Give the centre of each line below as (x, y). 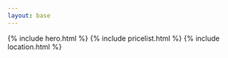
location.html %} (35, 46)
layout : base (29, 15)
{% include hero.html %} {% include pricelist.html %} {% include (114, 38)
